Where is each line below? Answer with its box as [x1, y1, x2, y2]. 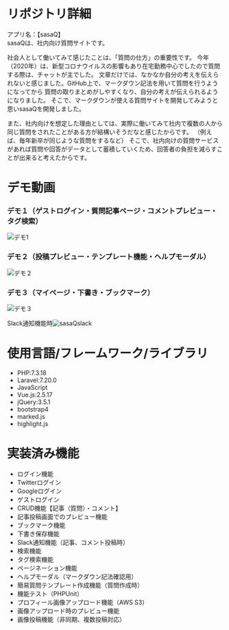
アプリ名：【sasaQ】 [7, 30, 64, 38]
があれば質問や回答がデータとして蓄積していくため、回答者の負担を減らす [7, 144, 217, 153]
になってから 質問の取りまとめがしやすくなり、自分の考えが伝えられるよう [7, 87, 219, 96]
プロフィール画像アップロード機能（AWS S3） [16, 598, 149, 606]
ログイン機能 [16, 470, 53, 478]
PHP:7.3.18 [16, 368, 47, 377]
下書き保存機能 [16, 529, 60, 538]
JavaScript [16, 383, 48, 391]
